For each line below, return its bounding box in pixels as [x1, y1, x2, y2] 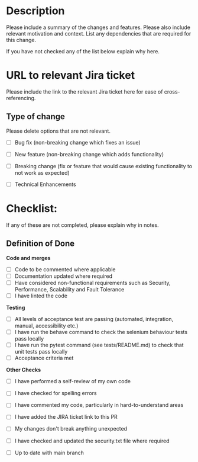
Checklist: [6, 202, 58, 216]
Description [6, 4, 65, 18]
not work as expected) [14, 169, 70, 176]
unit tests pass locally [14, 348, 68, 355]
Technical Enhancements [14, 181, 76, 188]
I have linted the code [14, 292, 68, 299]
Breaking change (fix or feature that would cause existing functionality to [14, 162, 193, 169]
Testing [6, 304, 25, 311]
